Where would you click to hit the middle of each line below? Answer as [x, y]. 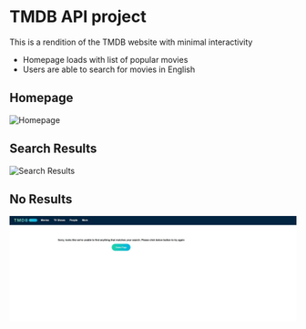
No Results [41, 199]
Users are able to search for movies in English [109, 69]
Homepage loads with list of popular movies [105, 59]
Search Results [53, 149]
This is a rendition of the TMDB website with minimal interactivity [131, 42]
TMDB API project [78, 17]
